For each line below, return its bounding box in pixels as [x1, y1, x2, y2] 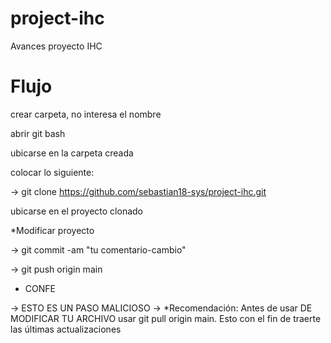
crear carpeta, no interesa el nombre [10, 108, 162, 120]
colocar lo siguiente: [10, 166, 95, 178]
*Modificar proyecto [10, 224, 95, 236]
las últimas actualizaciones [10, 323, 122, 335]
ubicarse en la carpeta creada [10, 147, 134, 159]
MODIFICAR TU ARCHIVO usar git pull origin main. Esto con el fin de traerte [10, 312, 322, 324]
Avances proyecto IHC [10, 40, 103, 52]
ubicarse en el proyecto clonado [10, 205, 144, 217]
